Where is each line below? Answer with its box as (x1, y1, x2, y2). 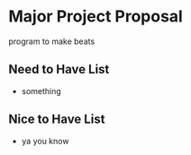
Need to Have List (8, 62, 110, 77)
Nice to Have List (8, 112, 105, 127)
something (21, 85, 62, 96)
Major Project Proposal (8, 6, 184, 27)
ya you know (21, 135, 69, 146)
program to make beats (8, 36, 95, 47)
